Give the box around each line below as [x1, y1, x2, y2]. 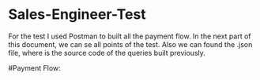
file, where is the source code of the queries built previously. [8, 48, 205, 57]
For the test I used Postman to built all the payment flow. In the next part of [8, 31, 251, 41]
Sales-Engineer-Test [8, 5, 146, 24]
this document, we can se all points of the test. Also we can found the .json [8, 39, 253, 49]
